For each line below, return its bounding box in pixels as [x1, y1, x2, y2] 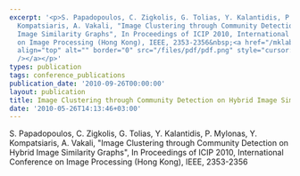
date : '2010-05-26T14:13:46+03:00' [9, 104, 142, 113]
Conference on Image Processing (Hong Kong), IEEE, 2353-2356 [9, 156, 248, 167]
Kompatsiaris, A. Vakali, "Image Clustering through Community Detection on [9, 138, 288, 148]
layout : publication [9, 87, 87, 96]
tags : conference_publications [9, 71, 126, 80]
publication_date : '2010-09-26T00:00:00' [9, 79, 166, 88]
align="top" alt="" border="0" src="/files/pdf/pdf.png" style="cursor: [17, 46, 294, 55]
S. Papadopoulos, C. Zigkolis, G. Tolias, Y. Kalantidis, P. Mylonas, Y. [9, 128, 257, 139]
